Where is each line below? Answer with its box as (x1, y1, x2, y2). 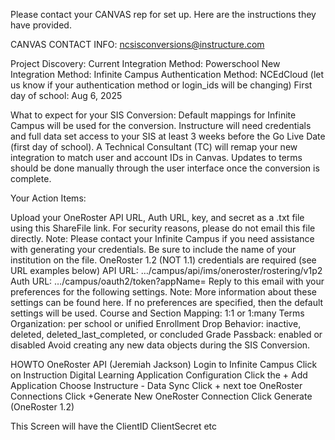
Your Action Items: (10, 192, 87, 204)
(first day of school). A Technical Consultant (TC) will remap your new (10, 141, 298, 153)
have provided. (10, 19, 72, 31)
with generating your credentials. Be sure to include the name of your (10, 244, 297, 255)
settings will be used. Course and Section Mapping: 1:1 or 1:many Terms (10, 307, 305, 319)
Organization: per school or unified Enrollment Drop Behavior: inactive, (10, 318, 302, 329)
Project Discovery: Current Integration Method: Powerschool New (10, 58, 281, 69)
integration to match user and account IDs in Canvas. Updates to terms (10, 152, 303, 163)
